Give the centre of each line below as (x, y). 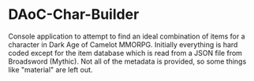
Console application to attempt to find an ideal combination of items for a (127, 36)
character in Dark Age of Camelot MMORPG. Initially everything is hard (123, 44)
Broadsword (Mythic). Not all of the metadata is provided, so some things (127, 61)
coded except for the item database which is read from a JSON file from (125, 53)
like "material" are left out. (50, 69)
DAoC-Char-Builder (74, 15)
